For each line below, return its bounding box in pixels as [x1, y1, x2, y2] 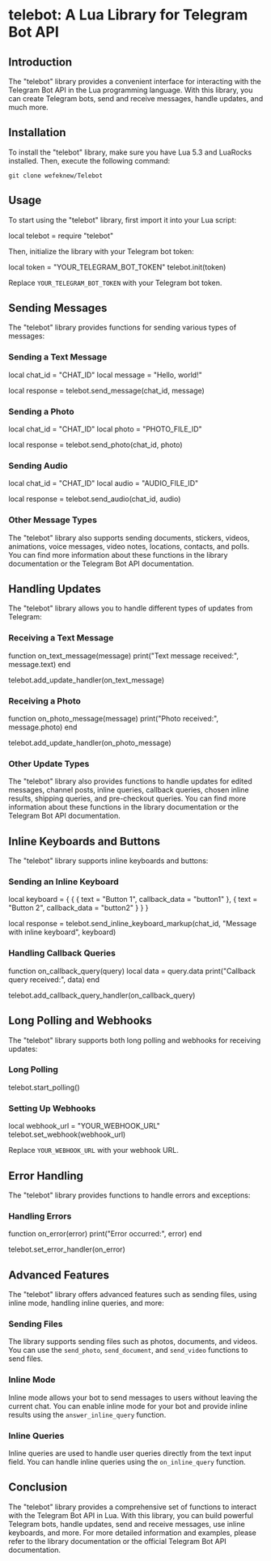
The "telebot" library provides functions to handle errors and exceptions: [8, 1190, 251, 1200]
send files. [8, 1354, 43, 1363]
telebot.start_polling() [8, 1082, 80, 1092]
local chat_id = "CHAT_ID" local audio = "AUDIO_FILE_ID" [8, 479, 199, 488]
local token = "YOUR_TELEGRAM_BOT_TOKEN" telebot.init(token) [8, 262, 227, 272]
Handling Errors [8, 1210, 72, 1222]
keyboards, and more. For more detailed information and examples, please [8, 1528, 256, 1538]
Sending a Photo [8, 406, 74, 417]
